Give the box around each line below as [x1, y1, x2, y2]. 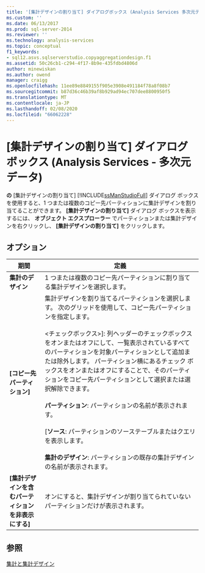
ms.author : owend [6, 72, 51, 78]
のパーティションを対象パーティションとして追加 [45, 348, 185, 356]
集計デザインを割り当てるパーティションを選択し [45, 294, 185, 303]
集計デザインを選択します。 [51, 283, 130, 291]
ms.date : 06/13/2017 [6, 20, 59, 26]
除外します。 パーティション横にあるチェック [57, 357, 186, 365]
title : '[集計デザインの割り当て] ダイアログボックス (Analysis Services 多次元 [6, 9, 196, 15]
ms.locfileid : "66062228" [6, 111, 72, 118]
